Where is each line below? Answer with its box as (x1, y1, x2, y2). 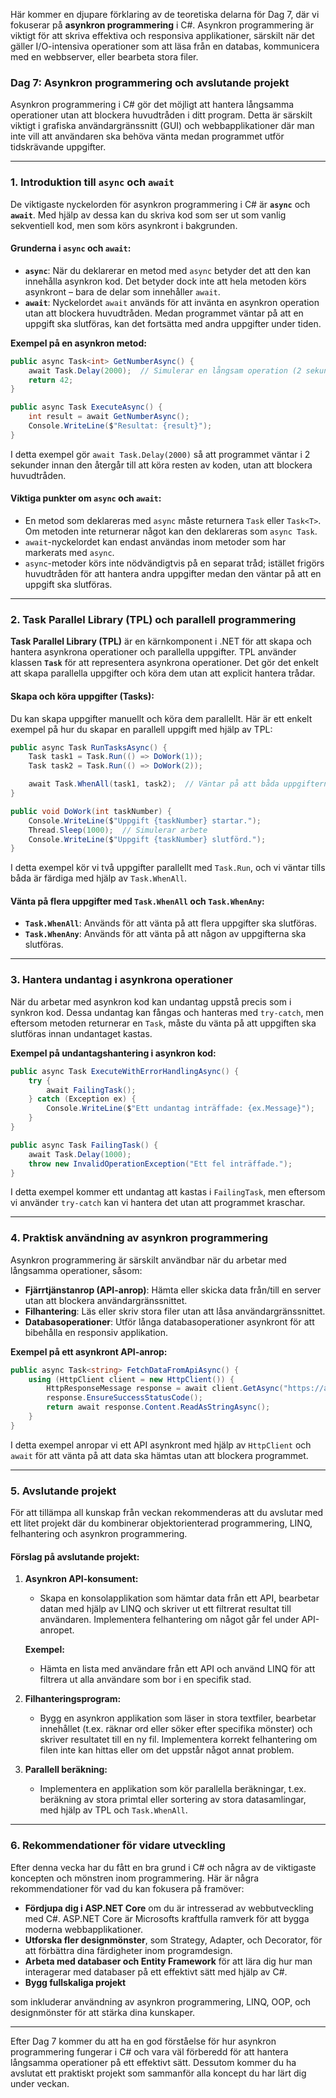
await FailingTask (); (46, 1085, 137, 1095)
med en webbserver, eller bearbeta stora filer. (10, 51, 199, 63)
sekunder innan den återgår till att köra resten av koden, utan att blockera (10, 459, 313, 471)
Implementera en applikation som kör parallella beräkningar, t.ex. (39, 1783, 307, 1795)
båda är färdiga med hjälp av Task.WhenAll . (10, 872, 188, 884)
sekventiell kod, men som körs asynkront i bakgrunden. (10, 219, 238, 231)
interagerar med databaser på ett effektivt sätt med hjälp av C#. (24, 1965, 288, 1978)
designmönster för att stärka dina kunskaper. (10, 2006, 196, 2018)
